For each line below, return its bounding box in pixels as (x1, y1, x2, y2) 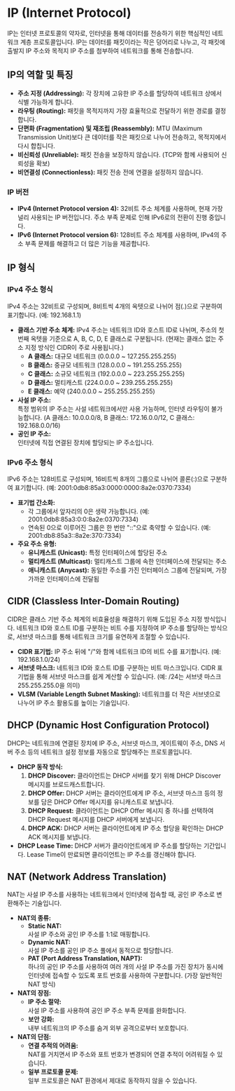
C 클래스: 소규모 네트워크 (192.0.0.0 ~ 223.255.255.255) (27, 370, 185, 378)
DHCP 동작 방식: (17, 762, 63, 771)
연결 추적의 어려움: (27, 1041, 78, 1050)
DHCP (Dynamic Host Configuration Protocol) (7, 719, 210, 731)
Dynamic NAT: (27, 938, 71, 947)
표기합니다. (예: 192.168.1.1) (7, 311, 82, 319)
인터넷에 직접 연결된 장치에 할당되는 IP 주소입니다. (17, 438, 154, 447)
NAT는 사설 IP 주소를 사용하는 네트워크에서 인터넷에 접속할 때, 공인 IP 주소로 (7, 890, 215, 899)
